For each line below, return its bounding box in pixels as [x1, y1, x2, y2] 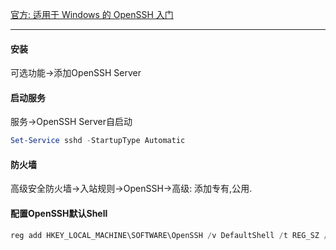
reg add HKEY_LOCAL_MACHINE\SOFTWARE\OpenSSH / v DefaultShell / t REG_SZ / [10, 230, 329, 240]
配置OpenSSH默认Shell [10, 208, 108, 220]
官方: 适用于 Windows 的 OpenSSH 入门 [10, 9, 174, 20]
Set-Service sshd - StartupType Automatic [10, 136, 186, 146]
